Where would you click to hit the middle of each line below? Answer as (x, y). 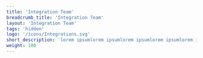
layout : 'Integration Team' (42, 23)
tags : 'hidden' (25, 29)
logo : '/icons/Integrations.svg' (48, 34)
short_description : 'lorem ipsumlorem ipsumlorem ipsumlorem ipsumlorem (100, 40)
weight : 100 (21, 46)
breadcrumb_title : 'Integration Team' (55, 18)
